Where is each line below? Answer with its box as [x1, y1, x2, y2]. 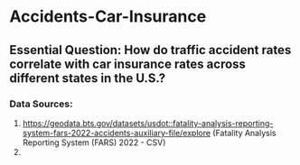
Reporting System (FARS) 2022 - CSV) [22, 137, 166, 148]
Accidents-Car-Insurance [9, 6, 207, 27]
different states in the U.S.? [9, 70, 165, 86]
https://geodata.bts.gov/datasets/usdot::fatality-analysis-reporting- [22, 117, 274, 128]
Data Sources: [9, 97, 73, 110]
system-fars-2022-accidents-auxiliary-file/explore [22, 127, 211, 138]
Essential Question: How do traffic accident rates [9, 42, 292, 58]
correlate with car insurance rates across [9, 56, 247, 71]
